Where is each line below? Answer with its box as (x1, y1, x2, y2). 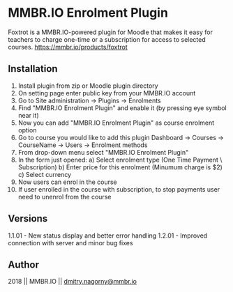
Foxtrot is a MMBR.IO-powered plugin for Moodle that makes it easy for (8, 28, 213, 36)
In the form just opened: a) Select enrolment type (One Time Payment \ (17, 155, 223, 164)
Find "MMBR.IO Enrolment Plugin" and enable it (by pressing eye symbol (17, 103, 227, 112)
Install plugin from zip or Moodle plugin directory (17, 82, 159, 90)
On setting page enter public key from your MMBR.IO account (17, 89, 196, 97)
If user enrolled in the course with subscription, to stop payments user (17, 185, 220, 193)
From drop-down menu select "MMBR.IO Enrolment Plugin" (17, 148, 189, 156)
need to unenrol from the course (17, 192, 112, 201)
